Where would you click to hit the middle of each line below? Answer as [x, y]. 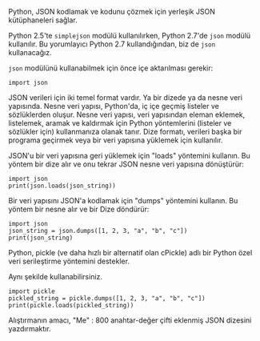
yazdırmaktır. [30, 329]
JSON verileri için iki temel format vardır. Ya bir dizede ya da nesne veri [125, 98]
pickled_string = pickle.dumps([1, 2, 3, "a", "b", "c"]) [107, 299]
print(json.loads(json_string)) [62, 186]
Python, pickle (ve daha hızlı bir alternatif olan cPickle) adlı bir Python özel [130, 253]
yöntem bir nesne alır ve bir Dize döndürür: [79, 209]
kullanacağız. [30, 52]
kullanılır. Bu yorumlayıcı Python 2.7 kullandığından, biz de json [112, 44]
